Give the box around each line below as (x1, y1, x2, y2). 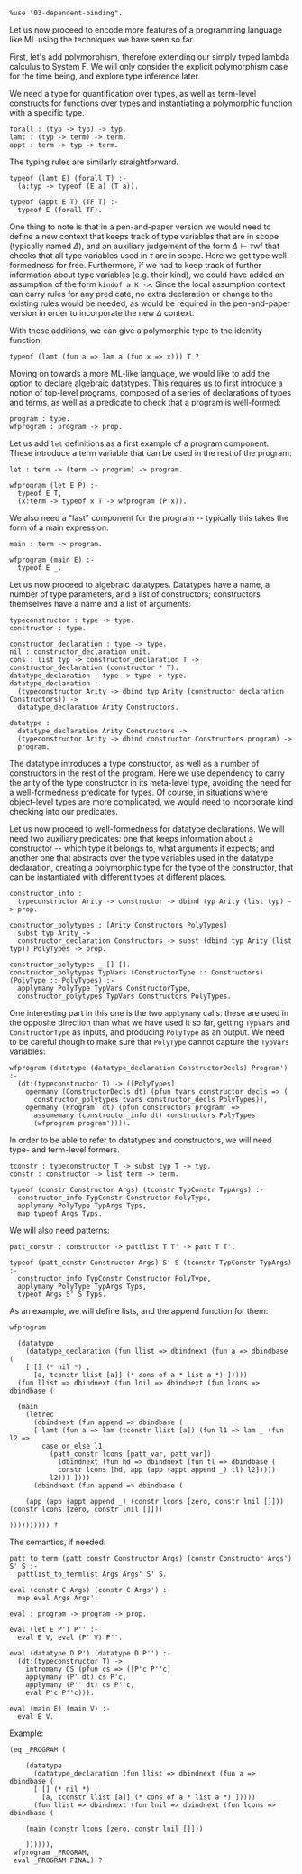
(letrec (25, 1410, 54, 1419)
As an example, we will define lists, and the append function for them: (9, 1306, 269, 1316)
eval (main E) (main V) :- (9, 1704, 111, 1713)
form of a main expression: (9, 522, 110, 533)
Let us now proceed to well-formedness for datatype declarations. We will (9, 824, 285, 834)
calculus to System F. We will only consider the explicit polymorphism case (9, 61, 288, 71)
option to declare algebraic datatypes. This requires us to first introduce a (9, 378, 283, 388)
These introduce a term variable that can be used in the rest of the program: (9, 448, 292, 458)
